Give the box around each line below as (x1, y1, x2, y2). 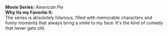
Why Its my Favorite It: (5, 9, 54, 15)
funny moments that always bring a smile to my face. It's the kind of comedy (5, 20, 163, 26)
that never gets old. (5, 25, 46, 31)
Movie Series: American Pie (5, 4, 64, 10)
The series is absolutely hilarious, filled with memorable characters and (5, 15, 152, 20)
